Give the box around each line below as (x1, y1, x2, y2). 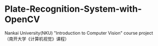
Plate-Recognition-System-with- (4, 3, 142, 15)
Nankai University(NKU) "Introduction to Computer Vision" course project (4, 30, 153, 36)
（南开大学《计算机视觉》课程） (4, 36, 69, 42)
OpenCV (4, 14, 40, 25)
